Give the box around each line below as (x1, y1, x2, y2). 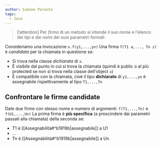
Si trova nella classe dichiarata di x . (12, 58, 83, 64)
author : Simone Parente (5, 7, 53, 12)
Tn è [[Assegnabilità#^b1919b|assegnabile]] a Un (12, 136, 110, 142)
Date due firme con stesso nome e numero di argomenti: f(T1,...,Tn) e (5, 106, 148, 112)
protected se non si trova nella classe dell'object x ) (12, 69, 114, 74)
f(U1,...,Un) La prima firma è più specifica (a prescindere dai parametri (5, 111, 150, 117)
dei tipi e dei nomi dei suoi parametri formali (16, 34, 105, 40)
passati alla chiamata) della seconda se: (5, 116, 85, 122)
